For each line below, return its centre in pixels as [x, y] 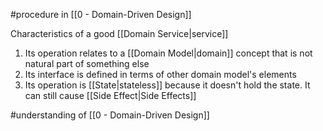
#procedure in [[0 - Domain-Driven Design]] [101, 14]
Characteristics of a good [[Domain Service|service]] [119, 33]
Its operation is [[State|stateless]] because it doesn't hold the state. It [167, 85]
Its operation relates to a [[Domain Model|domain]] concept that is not [168, 53]
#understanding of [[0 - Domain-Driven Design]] [110, 115]
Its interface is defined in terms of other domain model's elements [160, 74]
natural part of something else [87, 63]
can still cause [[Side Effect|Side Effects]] [110, 95]
